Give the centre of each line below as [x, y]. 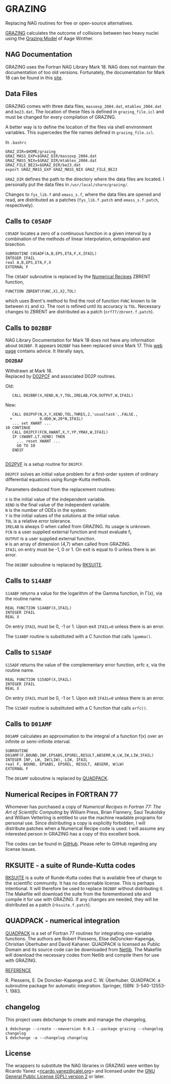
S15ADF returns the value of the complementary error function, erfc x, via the [85, 665]
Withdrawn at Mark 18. [29, 371]
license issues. [21, 849]
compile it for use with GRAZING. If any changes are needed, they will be [82, 899]
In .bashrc [16, 142]
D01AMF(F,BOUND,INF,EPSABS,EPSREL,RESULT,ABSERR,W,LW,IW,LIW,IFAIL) [80, 755]
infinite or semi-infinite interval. [38, 741]
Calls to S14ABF [29, 581]
